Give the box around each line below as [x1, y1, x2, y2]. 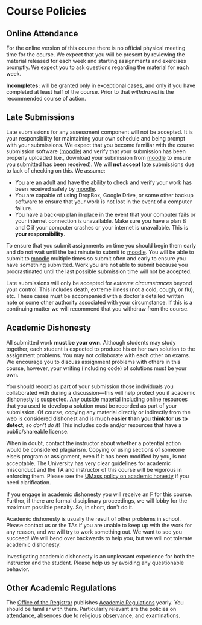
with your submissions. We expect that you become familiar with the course [6, 141, 195, 148]
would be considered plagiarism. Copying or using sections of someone [6, 446, 185, 453]
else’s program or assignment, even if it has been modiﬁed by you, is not [6, 452, 187, 460]
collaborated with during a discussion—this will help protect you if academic [6, 389, 196, 396]
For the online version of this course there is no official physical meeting [6, 44, 186, 51]
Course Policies [6, 4, 87, 18]
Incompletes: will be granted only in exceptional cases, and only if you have [6, 82, 196, 89]
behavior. [6, 565, 30, 573]
